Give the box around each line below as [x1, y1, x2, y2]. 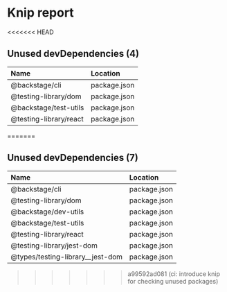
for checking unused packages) [127, 277, 219, 285]
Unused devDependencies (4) [7, 48, 140, 60]
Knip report [7, 5, 74, 21]
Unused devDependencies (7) [7, 152, 138, 164]
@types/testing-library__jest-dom [10, 252, 123, 261]
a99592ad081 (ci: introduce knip [127, 269, 220, 278]
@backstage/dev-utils [10, 207, 84, 216]
